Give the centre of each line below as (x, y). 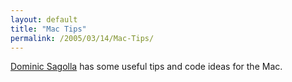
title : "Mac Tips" (48, 29)
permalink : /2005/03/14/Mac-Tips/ (82, 38)
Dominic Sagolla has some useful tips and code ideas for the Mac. (146, 67)
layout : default (44, 19)
